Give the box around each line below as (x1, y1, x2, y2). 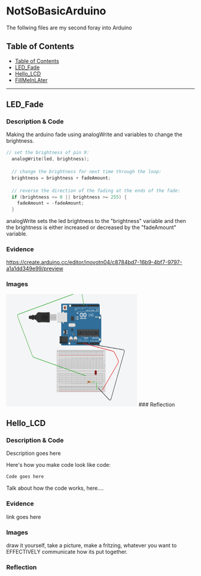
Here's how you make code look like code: (6, 462, 111, 469)
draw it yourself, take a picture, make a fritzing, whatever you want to (6, 541, 177, 549)
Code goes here (6, 474, 44, 480)
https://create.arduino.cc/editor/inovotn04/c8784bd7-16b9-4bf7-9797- (6, 259, 182, 266)
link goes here (6, 513, 41, 520)
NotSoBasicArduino (6, 4, 106, 18)
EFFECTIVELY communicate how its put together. (6, 548, 128, 555)
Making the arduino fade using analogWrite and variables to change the (6, 131, 182, 138)
